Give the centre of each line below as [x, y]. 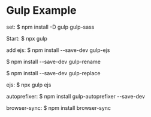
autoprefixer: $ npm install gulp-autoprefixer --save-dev [76, 96]
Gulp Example [41, 10]
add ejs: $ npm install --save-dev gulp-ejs [58, 50]
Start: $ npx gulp [27, 38]
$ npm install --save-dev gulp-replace [53, 73]
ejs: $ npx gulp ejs [29, 85]
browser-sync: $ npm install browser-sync [59, 107]
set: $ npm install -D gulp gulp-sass [50, 27]
